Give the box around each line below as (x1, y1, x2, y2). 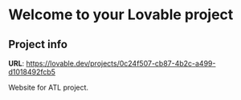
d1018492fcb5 (8, 67, 56, 77)
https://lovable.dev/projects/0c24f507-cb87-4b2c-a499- (26, 58, 216, 68)
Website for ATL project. (8, 82, 89, 92)
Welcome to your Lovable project (8, 6, 234, 24)
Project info (8, 38, 68, 51)
